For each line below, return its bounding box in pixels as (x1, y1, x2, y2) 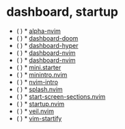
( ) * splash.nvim (16, 85, 63, 93)
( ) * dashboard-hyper (16, 41, 79, 49)
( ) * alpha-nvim (16, 27, 61, 35)
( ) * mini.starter (16, 63, 61, 71)
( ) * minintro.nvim (16, 70, 68, 79)
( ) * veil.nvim (16, 107, 55, 115)
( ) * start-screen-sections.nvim (16, 92, 106, 100)
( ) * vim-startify (16, 114, 62, 122)
